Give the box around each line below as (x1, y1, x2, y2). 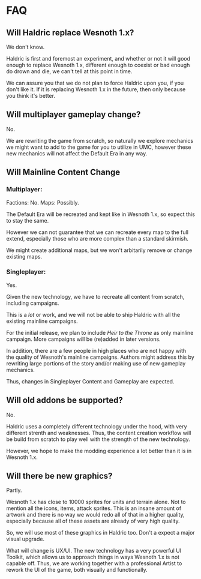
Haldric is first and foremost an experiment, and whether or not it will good (6, 55, 191, 62)
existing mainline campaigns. (6, 317, 78, 325)
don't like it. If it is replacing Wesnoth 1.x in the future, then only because (6, 86, 186, 93)
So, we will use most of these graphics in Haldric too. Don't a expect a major (6, 529, 195, 536)
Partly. (6, 487, 22, 494)
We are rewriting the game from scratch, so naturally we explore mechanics (6, 137, 194, 144)
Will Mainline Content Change (6, 167, 121, 178)
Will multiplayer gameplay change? (6, 109, 141, 120)
